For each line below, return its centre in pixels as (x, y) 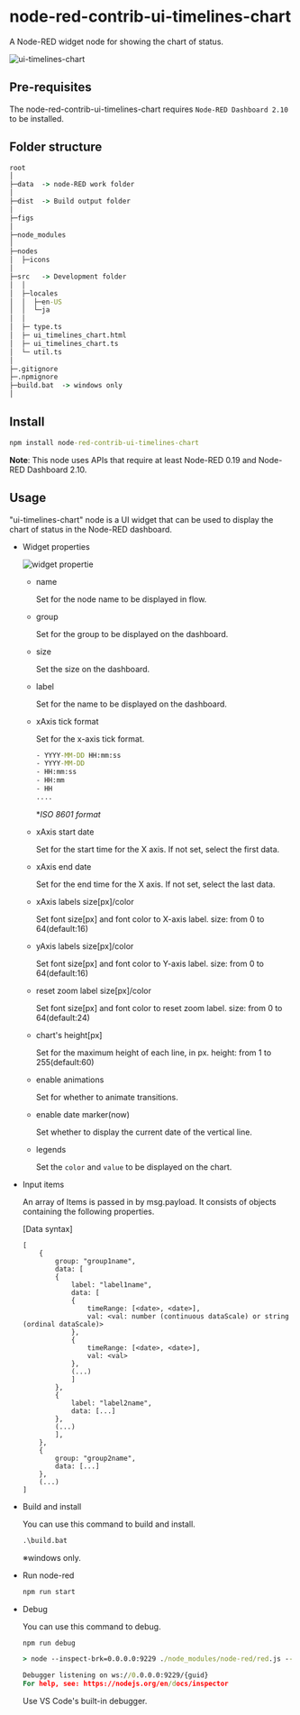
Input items (43, 1184)
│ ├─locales (34, 293)
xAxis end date (64, 866)
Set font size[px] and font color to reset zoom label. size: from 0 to (159, 1008)
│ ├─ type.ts (36, 327)
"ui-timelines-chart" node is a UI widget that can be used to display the (141, 519)
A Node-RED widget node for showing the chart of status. (116, 41)
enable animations (70, 1080)
